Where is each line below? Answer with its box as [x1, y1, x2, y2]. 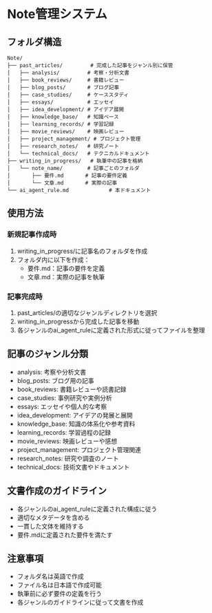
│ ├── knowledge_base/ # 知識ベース [7, 113, 119, 120]
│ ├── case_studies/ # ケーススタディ [7, 91, 129, 98]
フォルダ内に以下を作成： [17, 255, 90, 263]
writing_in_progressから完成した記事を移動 [17, 317, 140, 326]
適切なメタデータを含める [17, 513, 90, 522]
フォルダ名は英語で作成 [17, 572, 84, 581]
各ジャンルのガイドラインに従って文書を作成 [17, 598, 144, 607]
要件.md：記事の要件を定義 [27, 264, 105, 272]
